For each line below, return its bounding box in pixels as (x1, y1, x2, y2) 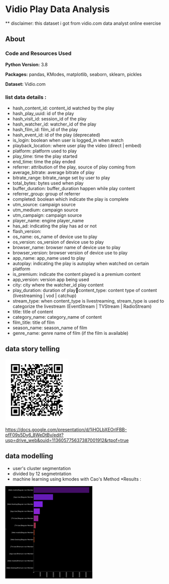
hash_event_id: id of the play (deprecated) (12, 132, 100, 138)
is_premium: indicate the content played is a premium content (12, 271, 141, 277)
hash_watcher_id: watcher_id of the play (12, 121, 97, 127)
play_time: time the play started (12, 153, 78, 159)
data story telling (5, 344, 60, 354)
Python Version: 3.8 (5, 62, 48, 68)
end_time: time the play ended (12, 158, 76, 164)
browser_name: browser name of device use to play (12, 244, 121, 250)
